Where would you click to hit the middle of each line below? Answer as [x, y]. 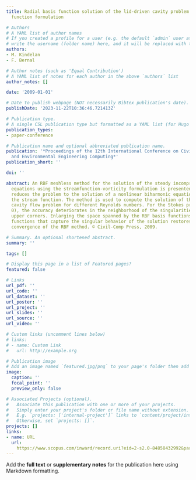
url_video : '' [23, 324]
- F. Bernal [20, 60]
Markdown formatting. [33, 471]
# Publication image [31, 361]
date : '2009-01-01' [30, 92]
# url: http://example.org [41, 350]
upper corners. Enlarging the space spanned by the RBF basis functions [101, 216]
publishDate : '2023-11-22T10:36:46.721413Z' [61, 108]
